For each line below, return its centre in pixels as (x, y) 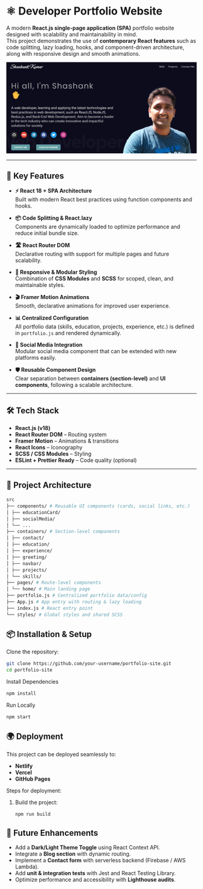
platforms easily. (35, 358)
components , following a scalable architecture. (74, 385)
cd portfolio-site (29, 670)
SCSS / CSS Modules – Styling (53, 454)
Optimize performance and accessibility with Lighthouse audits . (95, 880)
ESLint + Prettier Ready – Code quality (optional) (76, 460)
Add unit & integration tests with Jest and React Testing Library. (95, 873)
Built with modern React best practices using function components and (103, 200)
